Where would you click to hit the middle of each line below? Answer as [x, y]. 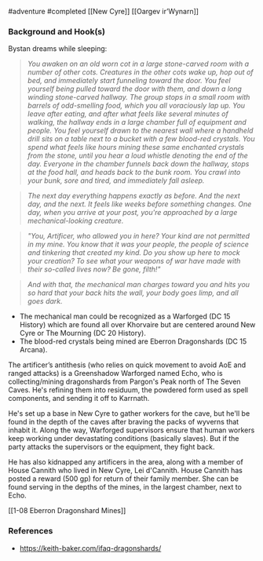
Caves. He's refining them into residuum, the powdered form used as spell [128, 390]
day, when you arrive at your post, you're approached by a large [132, 213]
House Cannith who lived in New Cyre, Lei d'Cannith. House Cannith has [126, 471]
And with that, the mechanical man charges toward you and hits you [138, 285]
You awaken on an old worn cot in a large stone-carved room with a [138, 64]
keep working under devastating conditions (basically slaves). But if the [124, 439]
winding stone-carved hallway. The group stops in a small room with [139, 97]
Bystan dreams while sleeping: [58, 49]
